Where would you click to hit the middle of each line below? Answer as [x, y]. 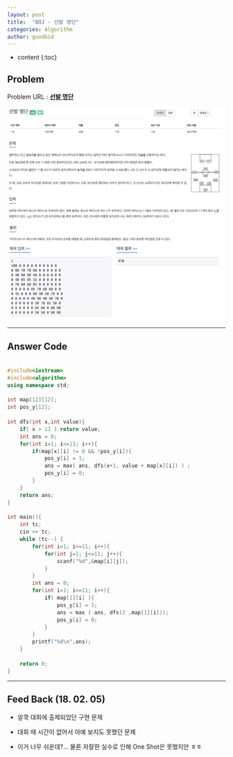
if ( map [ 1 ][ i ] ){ [69, 598]
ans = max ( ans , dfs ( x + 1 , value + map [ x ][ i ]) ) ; [117, 466]
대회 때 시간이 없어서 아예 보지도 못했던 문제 [77, 732]
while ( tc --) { [42, 539]
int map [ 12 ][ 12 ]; [32, 400]
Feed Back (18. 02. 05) [56, 700]
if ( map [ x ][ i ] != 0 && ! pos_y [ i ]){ [82, 451]
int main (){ [24, 517]
